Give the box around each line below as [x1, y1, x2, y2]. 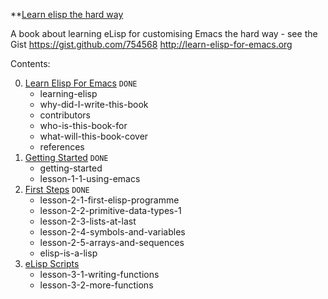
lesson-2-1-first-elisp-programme [39, 194, 180, 206]
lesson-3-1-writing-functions [39, 269, 160, 280]
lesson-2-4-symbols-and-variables [39, 226, 186, 238]
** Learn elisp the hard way [10, 9, 124, 20]
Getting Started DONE [24, 152, 109, 163]
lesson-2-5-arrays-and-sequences [39, 237, 185, 248]
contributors [39, 109, 91, 121]
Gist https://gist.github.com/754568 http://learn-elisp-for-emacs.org [10, 39, 293, 50]
